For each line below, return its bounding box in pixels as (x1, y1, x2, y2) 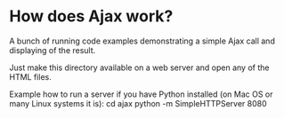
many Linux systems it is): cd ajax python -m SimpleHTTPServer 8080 (9, 98, 267, 108)
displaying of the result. (9, 44, 96, 55)
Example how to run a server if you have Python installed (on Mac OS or (9, 89, 273, 99)
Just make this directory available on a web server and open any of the (9, 62, 270, 73)
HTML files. (9, 71, 52, 82)
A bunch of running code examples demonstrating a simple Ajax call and (9, 35, 276, 46)
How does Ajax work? (9, 6, 174, 27)
